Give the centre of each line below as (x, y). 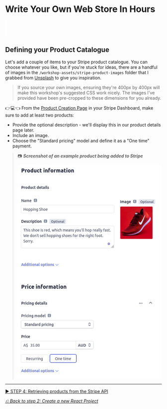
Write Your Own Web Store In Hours (80, 9)
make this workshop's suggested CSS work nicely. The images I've (86, 93)
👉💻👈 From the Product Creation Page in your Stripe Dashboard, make (79, 108)
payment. (22, 146)
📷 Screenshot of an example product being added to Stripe (80, 156)
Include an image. (31, 135)
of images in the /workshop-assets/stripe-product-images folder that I (77, 72)
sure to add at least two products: (40, 115)
